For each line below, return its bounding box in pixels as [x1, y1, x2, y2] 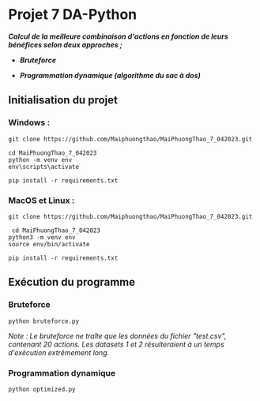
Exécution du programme [8, 275, 136, 289]
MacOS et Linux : [8, 195, 75, 206]
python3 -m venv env [8, 233, 77, 242]
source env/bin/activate [8, 240, 90, 248]
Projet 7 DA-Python [8, 6, 138, 24]
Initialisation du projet [8, 93, 119, 107]
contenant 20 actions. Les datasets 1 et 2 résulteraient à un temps [8, 339, 224, 349]
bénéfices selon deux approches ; [8, 39, 122, 49]
